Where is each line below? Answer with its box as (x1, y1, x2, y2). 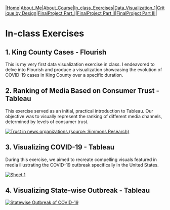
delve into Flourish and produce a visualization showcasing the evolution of (5, 67, 162, 73)
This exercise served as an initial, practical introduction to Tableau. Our (5, 108, 153, 114)
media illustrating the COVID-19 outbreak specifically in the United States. (5, 162, 159, 168)
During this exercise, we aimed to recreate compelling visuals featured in (5, 156, 157, 163)
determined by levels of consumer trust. (5, 119, 89, 125)
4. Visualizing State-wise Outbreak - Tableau (5, 186, 150, 195)
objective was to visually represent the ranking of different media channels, (5, 113, 162, 119)
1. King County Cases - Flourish (5, 48, 107, 57)
